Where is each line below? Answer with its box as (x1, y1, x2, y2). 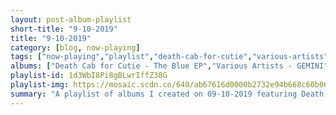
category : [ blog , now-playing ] (10, 42, 141, 53)
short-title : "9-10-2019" (10, 24, 118, 34)
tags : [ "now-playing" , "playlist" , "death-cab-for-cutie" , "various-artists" (10, 52, 329, 62)
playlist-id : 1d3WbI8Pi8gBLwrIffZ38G (10, 71, 168, 81)
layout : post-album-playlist (10, 14, 132, 25)
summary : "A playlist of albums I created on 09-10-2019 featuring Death (10, 89, 325, 99)
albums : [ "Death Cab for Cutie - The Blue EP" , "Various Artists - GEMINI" (10, 61, 329, 71)
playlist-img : (10, 80, 70, 90)
